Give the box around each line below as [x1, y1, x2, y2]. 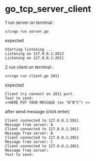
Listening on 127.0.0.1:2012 [5, 51, 64, 56]
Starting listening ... [5, 47, 53, 52]
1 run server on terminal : [5, 20, 55, 25]
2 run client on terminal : [5, 64, 54, 70]
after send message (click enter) [5, 108, 70, 114]
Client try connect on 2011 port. [5, 91, 75, 96]
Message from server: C [5, 139, 53, 144]
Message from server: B [5, 131, 53, 136]
